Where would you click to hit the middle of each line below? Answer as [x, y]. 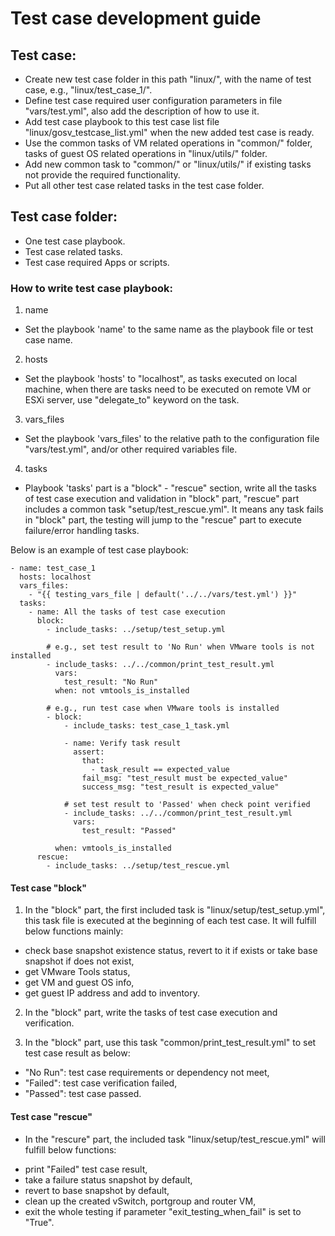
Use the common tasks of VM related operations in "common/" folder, [168, 143]
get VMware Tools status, [77, 972]
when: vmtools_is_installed [113, 848]
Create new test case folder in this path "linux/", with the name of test [168, 79]
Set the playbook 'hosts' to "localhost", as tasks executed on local [161, 379]
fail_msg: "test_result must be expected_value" [184, 778]
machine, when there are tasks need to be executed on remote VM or [168, 389]
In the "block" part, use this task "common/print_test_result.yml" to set [170, 1043]
